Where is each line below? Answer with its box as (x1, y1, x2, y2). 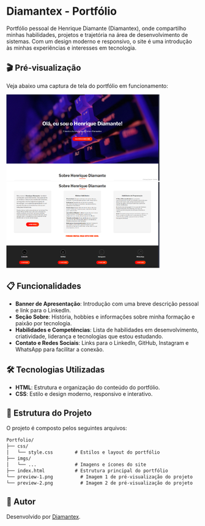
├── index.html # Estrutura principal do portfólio (6, 468, 168, 474)
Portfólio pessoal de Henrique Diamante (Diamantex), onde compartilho (6, 25, 187, 32)
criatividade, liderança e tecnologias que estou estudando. (15, 333, 163, 340)
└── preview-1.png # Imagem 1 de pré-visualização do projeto (6, 474, 193, 480)
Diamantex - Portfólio (6, 4, 117, 18)
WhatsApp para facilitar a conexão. (15, 346, 104, 354)
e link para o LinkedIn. (15, 307, 72, 314)
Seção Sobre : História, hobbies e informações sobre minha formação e (15, 313, 195, 320)
